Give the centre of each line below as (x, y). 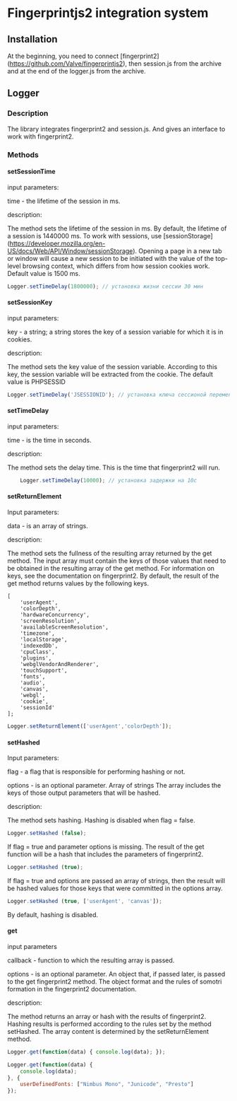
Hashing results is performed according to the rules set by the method (109, 1024)
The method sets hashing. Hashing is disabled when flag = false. (101, 820)
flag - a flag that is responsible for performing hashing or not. (96, 771)
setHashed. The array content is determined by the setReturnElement (108, 1031)
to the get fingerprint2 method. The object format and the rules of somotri (115, 981)
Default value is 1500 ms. (44, 273)
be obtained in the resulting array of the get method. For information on (111, 569)
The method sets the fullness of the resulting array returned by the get (110, 554)
